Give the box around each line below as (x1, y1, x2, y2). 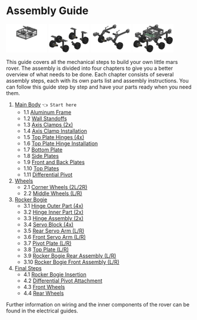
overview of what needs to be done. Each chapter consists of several (6, 71, 174, 78)
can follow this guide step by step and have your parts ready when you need (6, 83, 192, 90)
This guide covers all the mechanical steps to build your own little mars (6, 59, 178, 66)
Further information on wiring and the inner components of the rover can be (6, 301, 190, 308)
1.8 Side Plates (23, 153, 59, 160)
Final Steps (14, 265, 42, 272)
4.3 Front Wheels (23, 284, 65, 291)
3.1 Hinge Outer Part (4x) (23, 203, 84, 210)
